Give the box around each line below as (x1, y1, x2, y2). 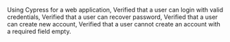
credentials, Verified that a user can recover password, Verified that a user (7, 13, 218, 21)
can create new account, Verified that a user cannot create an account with (7, 20, 221, 28)
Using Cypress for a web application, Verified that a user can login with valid (7, 6, 224, 14)
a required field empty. (7, 27, 71, 35)
